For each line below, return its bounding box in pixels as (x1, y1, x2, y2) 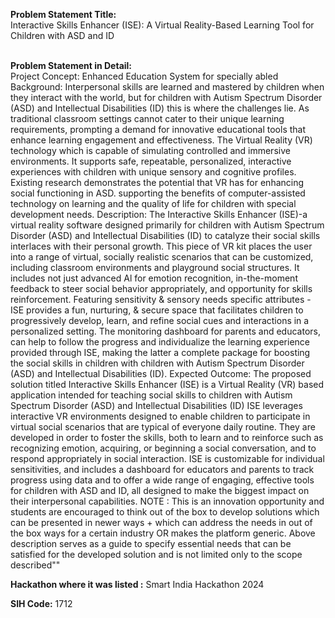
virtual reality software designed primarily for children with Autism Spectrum (10, 219, 325, 231)
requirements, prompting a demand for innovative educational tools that (10, 124, 307, 135)
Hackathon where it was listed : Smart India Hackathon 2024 (10, 579, 265, 590)
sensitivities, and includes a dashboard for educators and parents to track (10, 464, 315, 475)
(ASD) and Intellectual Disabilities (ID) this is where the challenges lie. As (10, 102, 310, 114)
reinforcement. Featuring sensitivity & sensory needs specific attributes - (10, 294, 312, 305)
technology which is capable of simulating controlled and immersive (10, 145, 291, 156)
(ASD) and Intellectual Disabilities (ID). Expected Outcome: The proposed (10, 368, 312, 379)
